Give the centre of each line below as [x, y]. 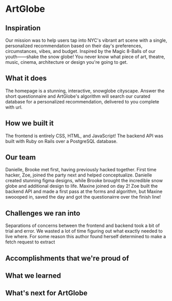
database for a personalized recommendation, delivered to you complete [82, 101]
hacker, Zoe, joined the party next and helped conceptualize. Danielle [79, 175]
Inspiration [23, 28]
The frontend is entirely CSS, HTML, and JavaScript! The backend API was [84, 136]
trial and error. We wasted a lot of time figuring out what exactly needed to [84, 231]
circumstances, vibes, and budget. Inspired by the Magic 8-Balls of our [80, 51]
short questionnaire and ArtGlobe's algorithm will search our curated [78, 96]
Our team [21, 157]
